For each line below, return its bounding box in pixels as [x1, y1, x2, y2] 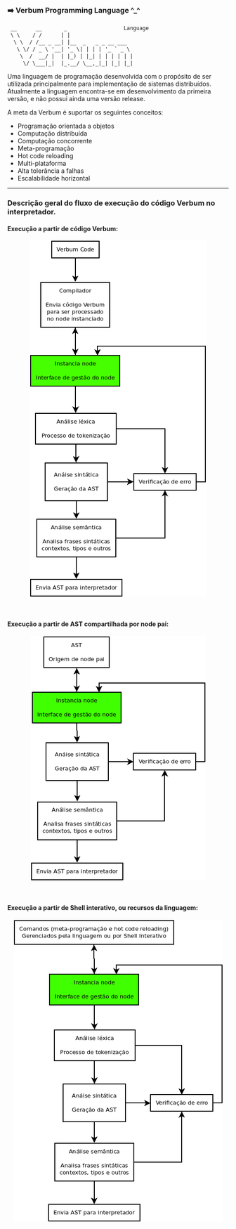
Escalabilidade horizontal [17, 174, 91, 183]
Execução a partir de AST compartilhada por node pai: [7, 620, 169, 628]
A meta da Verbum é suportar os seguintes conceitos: [7, 108, 164, 117]
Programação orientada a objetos [17, 122, 114, 131]
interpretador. [7, 207, 56, 217]
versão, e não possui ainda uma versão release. [7, 95, 145, 103]
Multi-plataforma [17, 160, 67, 168]
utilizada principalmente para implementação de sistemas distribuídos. [7, 79, 212, 89]
